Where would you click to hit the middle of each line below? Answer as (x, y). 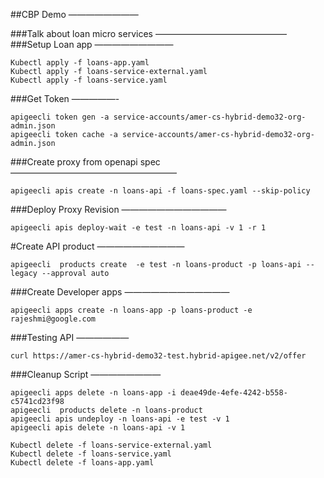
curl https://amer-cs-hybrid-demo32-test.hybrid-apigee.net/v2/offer (158, 356)
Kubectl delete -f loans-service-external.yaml (111, 445)
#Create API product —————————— (97, 246)
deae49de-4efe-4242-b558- (234, 393)
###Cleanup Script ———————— (86, 374)
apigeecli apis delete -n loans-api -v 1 (98, 428)
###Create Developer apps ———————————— (120, 292)
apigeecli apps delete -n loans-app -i (93, 393)
